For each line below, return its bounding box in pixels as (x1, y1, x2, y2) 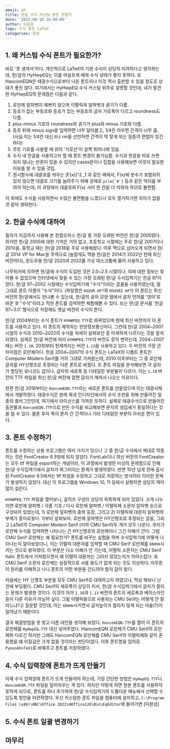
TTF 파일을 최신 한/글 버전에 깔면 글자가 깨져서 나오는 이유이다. (14, 374, 139, 380)
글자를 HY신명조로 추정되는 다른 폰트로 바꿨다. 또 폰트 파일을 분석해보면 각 (5, 362, 152, 368)
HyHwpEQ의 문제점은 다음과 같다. (10, 91, 78, 97)
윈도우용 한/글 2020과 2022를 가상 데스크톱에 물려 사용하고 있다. (25, 257, 154, 264)
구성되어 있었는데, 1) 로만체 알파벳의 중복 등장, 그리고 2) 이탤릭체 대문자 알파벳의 (5, 509, 164, 515)
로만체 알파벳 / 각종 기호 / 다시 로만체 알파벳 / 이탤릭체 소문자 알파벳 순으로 (14, 503, 162, 509)
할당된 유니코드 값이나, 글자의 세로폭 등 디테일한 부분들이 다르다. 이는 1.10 (10, 368, 157, 374)
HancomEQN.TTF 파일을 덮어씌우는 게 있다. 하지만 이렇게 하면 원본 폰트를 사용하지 (5, 682, 163, 688)
